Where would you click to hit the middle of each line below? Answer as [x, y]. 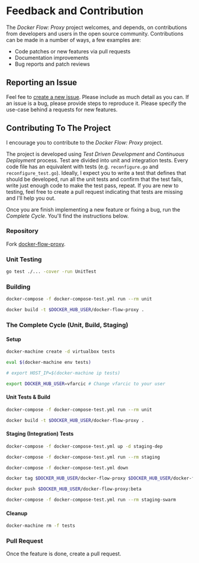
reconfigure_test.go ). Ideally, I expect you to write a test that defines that [96, 172]
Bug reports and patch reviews [52, 64]
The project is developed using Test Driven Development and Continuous [95, 154]
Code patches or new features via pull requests [73, 51]
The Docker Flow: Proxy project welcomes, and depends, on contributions [97, 27]
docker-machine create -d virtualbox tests [61, 352]
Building [18, 287]
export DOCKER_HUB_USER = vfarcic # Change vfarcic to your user [86, 383]
